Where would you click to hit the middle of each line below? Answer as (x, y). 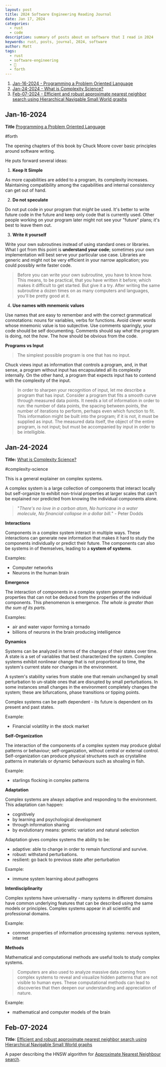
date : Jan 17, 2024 (25, 19)
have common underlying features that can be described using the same (79, 903)
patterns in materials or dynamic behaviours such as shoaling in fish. (75, 761)
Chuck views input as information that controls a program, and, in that (76, 365)
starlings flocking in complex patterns (51, 780)
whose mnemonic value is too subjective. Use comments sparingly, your (79, 325)
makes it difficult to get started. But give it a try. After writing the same (89, 285)
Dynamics (16, 641)
